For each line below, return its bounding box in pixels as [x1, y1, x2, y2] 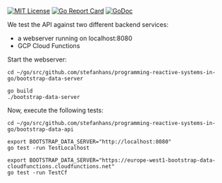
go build [7, 88, 33, 95]
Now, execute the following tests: [7, 106, 104, 114]
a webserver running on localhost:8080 [17, 34, 132, 42]
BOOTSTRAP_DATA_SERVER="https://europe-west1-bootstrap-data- [29, 157, 216, 164]
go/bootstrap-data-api [7, 126, 74, 133]
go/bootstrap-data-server [7, 75, 83, 82]
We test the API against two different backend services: [7, 20, 169, 28]
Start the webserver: [7, 55, 67, 64]
